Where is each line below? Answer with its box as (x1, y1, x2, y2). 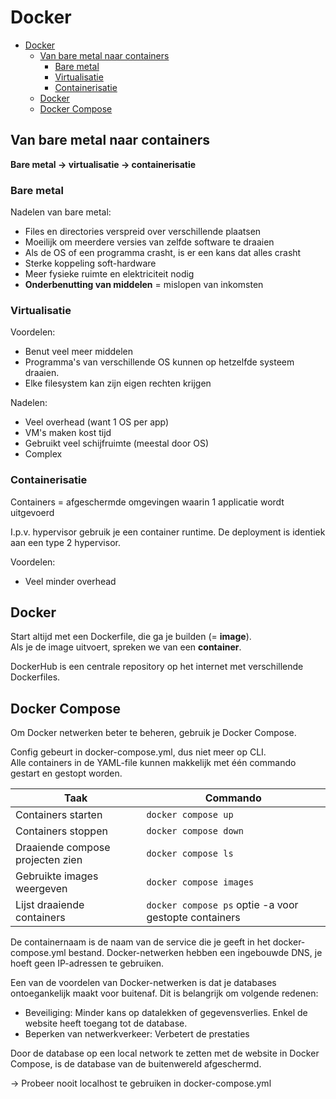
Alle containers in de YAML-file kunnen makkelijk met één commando (10, 757, 297, 769)
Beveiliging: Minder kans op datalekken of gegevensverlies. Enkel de (24, 1007, 308, 1019)
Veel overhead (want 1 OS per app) (24, 416, 170, 428)
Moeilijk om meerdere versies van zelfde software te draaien (24, 236, 275, 248)
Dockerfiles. (10, 671, 61, 683)
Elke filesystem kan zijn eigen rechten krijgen (24, 377, 212, 390)
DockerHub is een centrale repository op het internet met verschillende (10, 661, 304, 673)
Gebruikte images (15, 869, 99, 883)
